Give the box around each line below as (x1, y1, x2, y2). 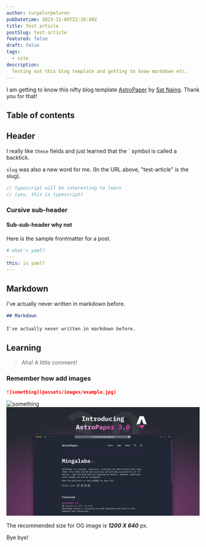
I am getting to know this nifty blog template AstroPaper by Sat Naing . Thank (6, 86, 200, 93)
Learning (6, 343, 42, 353)
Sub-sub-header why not (6, 221, 72, 228)
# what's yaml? (6, 247, 45, 254)
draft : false (6, 42, 40, 48)
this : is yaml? (6, 260, 45, 266)
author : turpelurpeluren (6, 10, 70, 16)
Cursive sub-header (6, 206, 68, 214)
